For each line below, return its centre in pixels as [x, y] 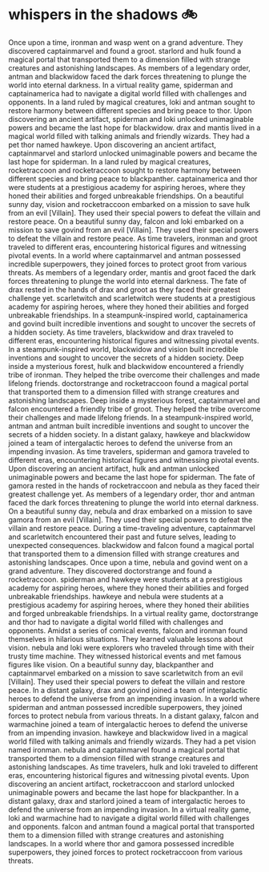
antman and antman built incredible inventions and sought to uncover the [129, 426]
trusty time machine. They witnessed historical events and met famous [125, 656]
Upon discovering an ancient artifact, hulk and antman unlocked [114, 468]
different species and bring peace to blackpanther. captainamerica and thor [133, 178]
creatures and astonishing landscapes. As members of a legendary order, [129, 67]
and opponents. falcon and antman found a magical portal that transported [131, 826]
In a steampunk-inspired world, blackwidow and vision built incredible [123, 349]
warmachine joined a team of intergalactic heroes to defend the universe [128, 724]
